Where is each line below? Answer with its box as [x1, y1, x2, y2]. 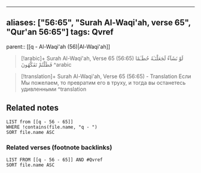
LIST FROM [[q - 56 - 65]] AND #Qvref [6, 157, 103, 163]
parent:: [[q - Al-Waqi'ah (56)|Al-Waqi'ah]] [6, 43, 111, 50]
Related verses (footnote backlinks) [6, 143, 112, 151]
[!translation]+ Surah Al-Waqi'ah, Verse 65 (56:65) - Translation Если [20, 73, 191, 80]
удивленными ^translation [20, 85, 87, 93]
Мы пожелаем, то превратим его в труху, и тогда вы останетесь [20, 79, 186, 86]
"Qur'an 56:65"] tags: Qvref [6, 27, 114, 37]
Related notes [6, 103, 59, 113]
